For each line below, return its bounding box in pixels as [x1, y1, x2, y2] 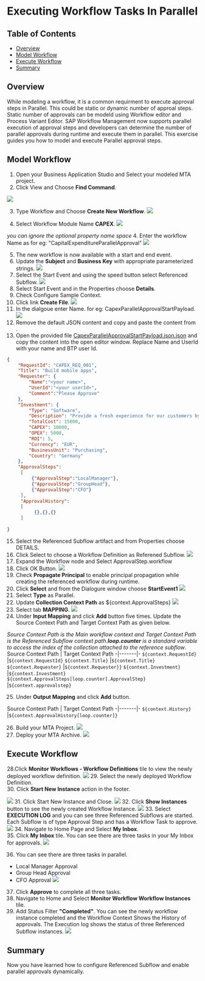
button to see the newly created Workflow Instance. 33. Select [7, 805, 171, 812]
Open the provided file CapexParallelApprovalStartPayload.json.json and [15, 331, 198, 339]
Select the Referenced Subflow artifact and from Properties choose [15, 537, 185, 545]
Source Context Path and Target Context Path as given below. [15, 618, 171, 626]
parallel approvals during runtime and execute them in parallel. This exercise [7, 130, 198, 138]
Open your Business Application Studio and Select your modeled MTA [15, 171, 191, 178]
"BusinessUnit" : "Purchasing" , [29, 447, 108, 453]
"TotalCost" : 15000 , [29, 419, 81, 425]
